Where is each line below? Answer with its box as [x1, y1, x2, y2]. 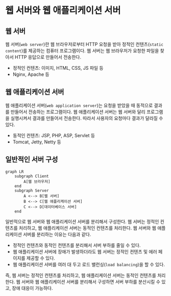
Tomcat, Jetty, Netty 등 [12, 139, 61, 145]
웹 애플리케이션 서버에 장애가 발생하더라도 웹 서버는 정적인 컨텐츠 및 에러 [12, 248, 157, 255]
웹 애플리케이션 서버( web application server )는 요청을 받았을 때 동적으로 [5, 102, 153, 108]
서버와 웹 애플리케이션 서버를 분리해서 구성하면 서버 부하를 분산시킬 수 [21, 279, 161, 285]
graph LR [5, 169, 24, 174]
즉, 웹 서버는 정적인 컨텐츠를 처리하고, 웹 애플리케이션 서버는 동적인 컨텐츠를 [5, 272, 157, 278]
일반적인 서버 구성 [5, 155, 58, 164]
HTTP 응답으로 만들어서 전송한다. [14, 54, 82, 60]
